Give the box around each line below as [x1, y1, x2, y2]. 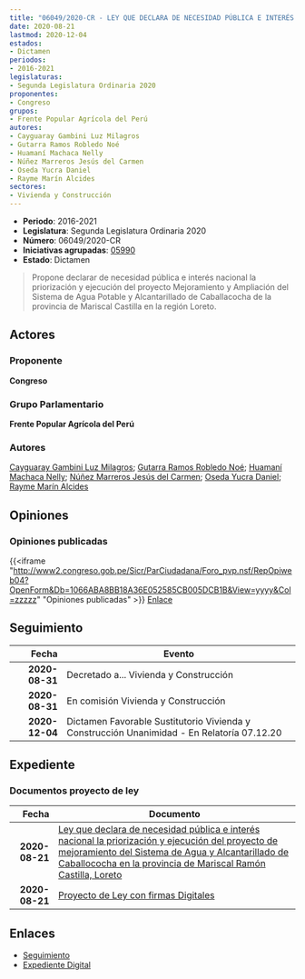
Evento [162, 647, 195, 660]
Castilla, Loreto [58, 869, 123, 882]
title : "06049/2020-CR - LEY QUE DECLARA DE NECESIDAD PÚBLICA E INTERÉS [9, 13, 295, 23]
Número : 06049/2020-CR [22, 235, 121, 245]
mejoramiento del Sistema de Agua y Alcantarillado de [58, 846, 289, 859]
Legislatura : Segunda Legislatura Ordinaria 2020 [22, 225, 207, 236]
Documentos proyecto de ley [9, 784, 140, 797]
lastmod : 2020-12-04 [9, 30, 88, 39]
